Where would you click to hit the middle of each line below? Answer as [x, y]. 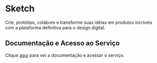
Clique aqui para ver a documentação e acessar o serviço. [65, 55]
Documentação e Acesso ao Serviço [63, 43]
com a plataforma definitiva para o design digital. [55, 27]
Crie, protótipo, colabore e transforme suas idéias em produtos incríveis [79, 22]
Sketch [20, 9]
